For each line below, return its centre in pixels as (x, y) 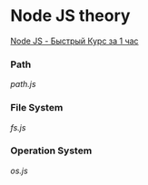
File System (37, 108)
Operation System (51, 151)
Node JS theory (70, 16)
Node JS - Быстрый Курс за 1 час (74, 41)
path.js (23, 84)
